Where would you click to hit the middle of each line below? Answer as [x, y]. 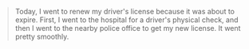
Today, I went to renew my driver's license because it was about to [125, 11]
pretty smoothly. [42, 36]
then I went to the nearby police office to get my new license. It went [128, 28]
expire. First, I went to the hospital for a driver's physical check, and [126, 20]
